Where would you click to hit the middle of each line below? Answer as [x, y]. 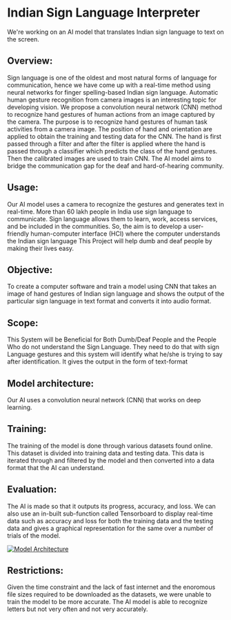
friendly [18, 234]
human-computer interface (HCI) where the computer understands [125, 234]
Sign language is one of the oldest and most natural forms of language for [112, 77]
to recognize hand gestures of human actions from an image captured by [111, 114]
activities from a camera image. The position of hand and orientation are [110, 129]
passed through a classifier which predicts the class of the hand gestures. [112, 151]
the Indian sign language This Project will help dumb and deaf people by [110, 241]
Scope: [23, 323]
